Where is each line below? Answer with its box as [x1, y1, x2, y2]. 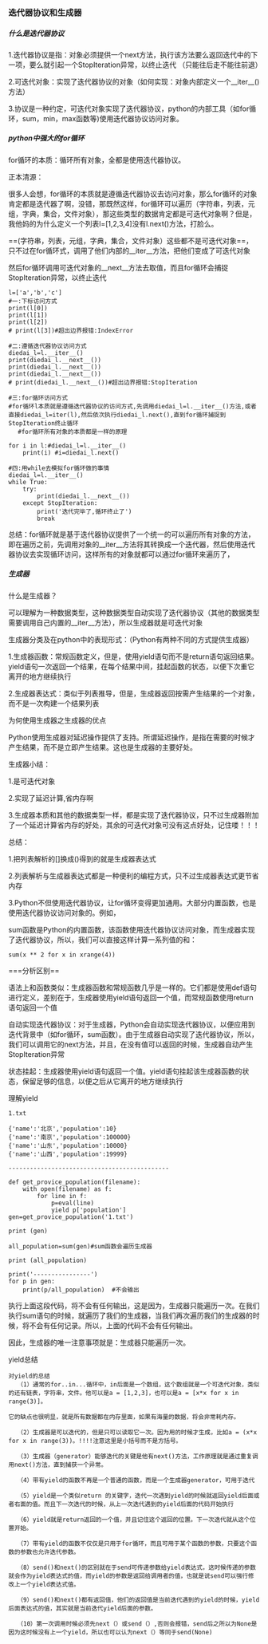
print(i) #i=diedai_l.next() [22, 448, 120, 456]
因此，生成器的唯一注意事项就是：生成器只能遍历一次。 [8, 1338, 190, 1347]
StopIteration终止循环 [8, 419, 79, 428]
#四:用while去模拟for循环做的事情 [8, 464, 110, 472]
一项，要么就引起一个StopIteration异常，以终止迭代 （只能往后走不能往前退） [8, 60, 262, 69]
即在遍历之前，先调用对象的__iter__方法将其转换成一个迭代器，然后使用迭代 [8, 539, 255, 549]
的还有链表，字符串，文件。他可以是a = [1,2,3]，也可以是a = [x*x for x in [8, 1389, 239, 1397]
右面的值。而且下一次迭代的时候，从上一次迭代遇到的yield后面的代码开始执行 [14, 1500, 234, 1508]
